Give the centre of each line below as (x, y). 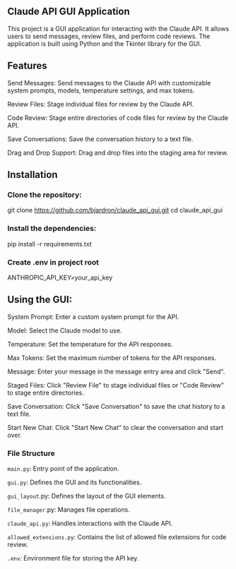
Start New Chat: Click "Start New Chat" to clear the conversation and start (116, 427)
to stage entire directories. (46, 393)
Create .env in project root (53, 262)
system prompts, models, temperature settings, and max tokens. (101, 90)
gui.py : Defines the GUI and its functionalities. (75, 482)
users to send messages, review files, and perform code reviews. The (109, 36)
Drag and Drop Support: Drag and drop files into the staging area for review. (118, 152)
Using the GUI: (40, 300)
